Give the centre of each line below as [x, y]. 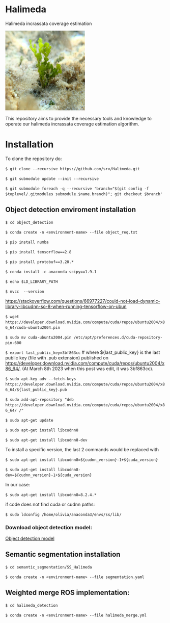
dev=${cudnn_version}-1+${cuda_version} [49, 475]
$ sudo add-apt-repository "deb [39, 399]
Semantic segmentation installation [63, 554]
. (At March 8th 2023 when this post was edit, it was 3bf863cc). [87, 369]
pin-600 [13, 343]
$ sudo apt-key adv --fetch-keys [41, 379]
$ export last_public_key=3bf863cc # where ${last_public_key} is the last [83, 352]
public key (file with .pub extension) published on [57, 357]
